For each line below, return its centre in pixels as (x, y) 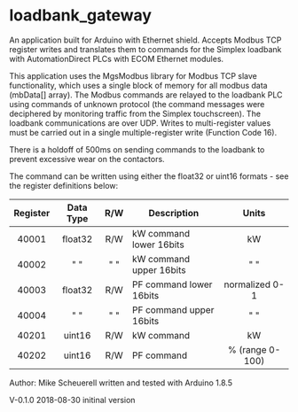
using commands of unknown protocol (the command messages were (137, 104)
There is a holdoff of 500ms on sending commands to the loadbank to (137, 149)
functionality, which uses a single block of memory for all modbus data (138, 85)
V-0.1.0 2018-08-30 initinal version (72, 400)
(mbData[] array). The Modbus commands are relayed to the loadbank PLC (146, 95)
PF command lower (172, 284)
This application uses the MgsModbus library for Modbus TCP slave (133, 75)
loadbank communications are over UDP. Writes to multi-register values (140, 123)
